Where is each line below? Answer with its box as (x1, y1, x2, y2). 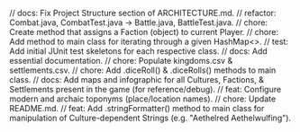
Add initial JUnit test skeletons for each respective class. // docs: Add (9, 46, 268, 57)
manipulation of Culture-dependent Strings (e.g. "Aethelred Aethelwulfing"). (9, 112, 291, 123)
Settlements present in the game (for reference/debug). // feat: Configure (9, 84, 282, 94)
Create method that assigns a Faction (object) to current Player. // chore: (9, 27, 279, 37)
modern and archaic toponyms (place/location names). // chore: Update (9, 93, 277, 104)
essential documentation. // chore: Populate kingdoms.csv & (9, 56, 233, 66)
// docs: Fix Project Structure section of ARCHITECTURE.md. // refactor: (9, 8, 277, 18)
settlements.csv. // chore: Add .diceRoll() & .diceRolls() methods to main (9, 65, 277, 75)
